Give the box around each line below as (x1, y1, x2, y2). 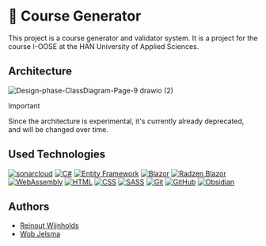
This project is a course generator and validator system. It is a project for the (8, 33, 258, 43)
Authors (8, 199, 50, 213)
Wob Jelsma (19, 229, 61, 239)
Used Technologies (8, 148, 105, 161)
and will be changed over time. (8, 124, 109, 134)
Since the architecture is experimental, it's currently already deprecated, (8, 116, 245, 126)
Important (8, 100, 40, 110)
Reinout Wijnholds (19, 221, 79, 230)
